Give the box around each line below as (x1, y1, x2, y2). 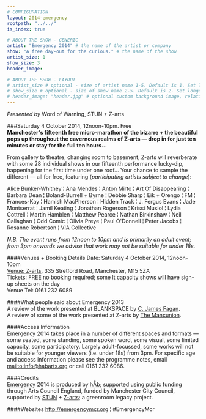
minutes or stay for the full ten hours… (7, 142, 108, 149)
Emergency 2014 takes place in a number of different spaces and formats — (7, 330, 199, 337)
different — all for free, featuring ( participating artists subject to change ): (7, 173, 192, 180)
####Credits (7, 374, 39, 381)
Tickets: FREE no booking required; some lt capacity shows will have (7, 273, 180, 281)
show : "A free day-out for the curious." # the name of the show (7, 48, 177, 55)
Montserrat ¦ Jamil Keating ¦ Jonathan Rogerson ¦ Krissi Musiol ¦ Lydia (7, 204, 181, 212)
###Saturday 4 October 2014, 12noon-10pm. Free (7, 122, 132, 129)
